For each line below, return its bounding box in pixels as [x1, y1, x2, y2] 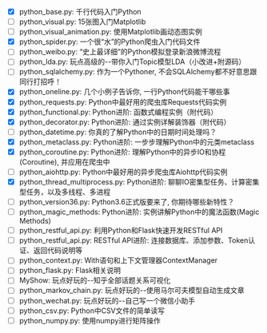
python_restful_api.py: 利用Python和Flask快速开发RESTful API [18, 226, 223, 236]
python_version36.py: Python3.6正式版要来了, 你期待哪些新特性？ [18, 197, 235, 206]
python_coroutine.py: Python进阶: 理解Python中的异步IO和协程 [18, 147, 226, 157]
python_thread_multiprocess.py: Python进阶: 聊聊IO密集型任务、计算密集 [18, 176, 260, 186]
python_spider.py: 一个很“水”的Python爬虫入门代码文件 [18, 37, 201, 46]
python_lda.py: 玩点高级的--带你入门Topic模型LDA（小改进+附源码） [18, 57, 246, 66]
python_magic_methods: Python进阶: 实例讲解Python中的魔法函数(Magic [18, 207, 260, 217]
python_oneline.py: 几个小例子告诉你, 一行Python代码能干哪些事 [18, 87, 230, 97]
